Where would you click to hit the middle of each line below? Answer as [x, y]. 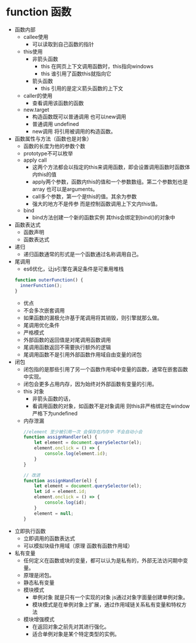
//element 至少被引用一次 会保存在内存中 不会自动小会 [83, 432]
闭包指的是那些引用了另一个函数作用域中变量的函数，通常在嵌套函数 [106, 369]
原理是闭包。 [39, 575]
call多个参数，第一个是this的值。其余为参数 [84, 196]
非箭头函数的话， [53, 398]
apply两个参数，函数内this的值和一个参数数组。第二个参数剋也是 [110, 181]
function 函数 [39, 12]
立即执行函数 [30, 531]
